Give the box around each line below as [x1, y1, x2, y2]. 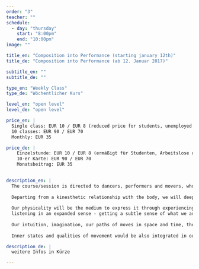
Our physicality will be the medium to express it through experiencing [11, 205, 195, 211]
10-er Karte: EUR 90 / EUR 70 [17, 156, 92, 162]
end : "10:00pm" [17, 36, 54, 42]
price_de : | [6, 145, 36, 151]
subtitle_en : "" [6, 69, 46, 75]
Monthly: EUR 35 [11, 134, 52, 140]
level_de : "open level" [6, 107, 65, 113]
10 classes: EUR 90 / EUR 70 [11, 128, 84, 134]
